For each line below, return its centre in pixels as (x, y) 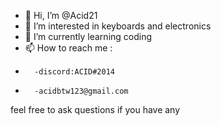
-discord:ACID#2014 (74, 72)
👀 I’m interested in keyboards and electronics (118, 26)
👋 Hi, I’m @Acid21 (61, 15)
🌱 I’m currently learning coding (88, 36)
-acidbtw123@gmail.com (81, 91)
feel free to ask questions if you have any (95, 109)
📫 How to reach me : (68, 48)
